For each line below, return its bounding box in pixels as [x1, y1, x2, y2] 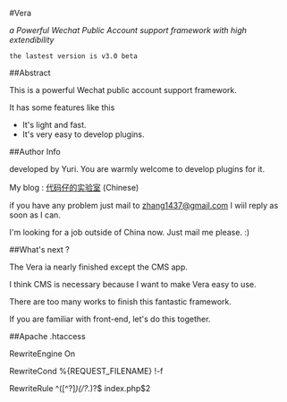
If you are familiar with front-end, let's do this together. [9, 313, 211, 324]
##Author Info [9, 147, 61, 157]
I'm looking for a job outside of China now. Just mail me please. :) [9, 227, 250, 237]
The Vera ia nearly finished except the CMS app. [9, 261, 188, 272]
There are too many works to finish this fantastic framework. [9, 296, 232, 307]
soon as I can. [9, 210, 61, 220]
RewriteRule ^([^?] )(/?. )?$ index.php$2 [9, 383, 151, 393]
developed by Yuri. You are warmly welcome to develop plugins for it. [9, 164, 266, 174]
